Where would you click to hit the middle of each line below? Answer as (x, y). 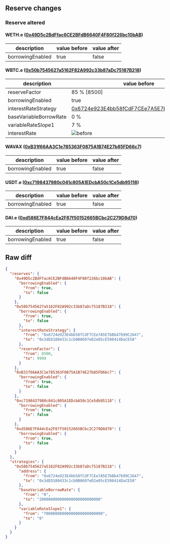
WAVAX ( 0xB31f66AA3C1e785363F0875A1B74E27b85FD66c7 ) (73, 147)
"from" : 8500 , (38, 353)
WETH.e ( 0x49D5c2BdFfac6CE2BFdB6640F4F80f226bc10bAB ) (74, 34)
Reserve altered (25, 23)
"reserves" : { (25, 274)
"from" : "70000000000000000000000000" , (66, 513)
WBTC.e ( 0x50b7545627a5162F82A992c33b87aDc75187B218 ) (73, 70)
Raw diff (18, 257)
